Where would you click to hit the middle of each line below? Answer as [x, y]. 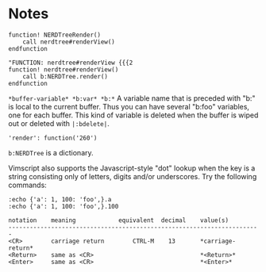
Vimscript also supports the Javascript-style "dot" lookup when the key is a [132, 168]
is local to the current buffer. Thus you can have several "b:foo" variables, [129, 106]
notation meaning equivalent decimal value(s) [118, 220]
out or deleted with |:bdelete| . [59, 123]
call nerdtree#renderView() [69, 42]
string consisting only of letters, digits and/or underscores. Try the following [133, 176]
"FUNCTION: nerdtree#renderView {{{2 [71, 63]
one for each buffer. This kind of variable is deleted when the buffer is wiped [133, 115]
